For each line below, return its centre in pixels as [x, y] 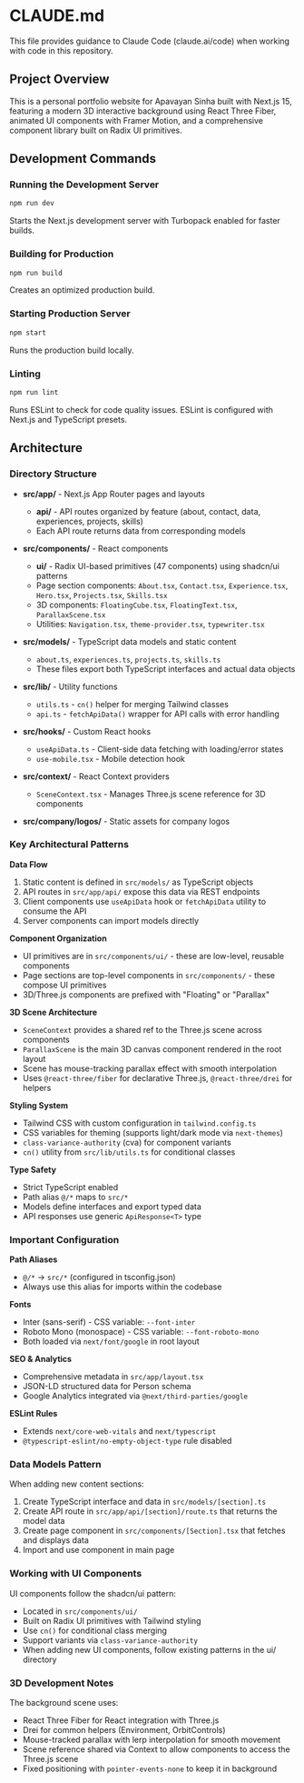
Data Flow [29, 864]
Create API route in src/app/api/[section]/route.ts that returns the [150, 1511]
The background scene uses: [64, 1703]
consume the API [54, 911]
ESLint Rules [34, 1414]
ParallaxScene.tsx [71, 615]
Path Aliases [34, 1259]
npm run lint [34, 392]
